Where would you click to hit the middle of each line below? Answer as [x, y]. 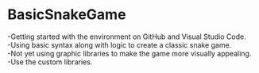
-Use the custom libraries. [50, 62]
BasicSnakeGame [67, 15]
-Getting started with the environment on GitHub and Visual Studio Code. [127, 36]
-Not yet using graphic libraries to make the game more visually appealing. [129, 53]
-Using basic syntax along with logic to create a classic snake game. [120, 44]
